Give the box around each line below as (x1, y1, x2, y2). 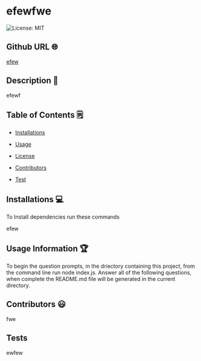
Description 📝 (6, 76, 59, 86)
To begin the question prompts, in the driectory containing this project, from (6, 262, 195, 270)
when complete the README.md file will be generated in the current (6, 276, 176, 282)
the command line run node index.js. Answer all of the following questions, (6, 269, 192, 276)
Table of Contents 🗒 (6, 110, 83, 120)
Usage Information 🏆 (6, 243, 89, 254)
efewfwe (6, 4, 52, 18)
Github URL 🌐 (6, 42, 59, 52)
